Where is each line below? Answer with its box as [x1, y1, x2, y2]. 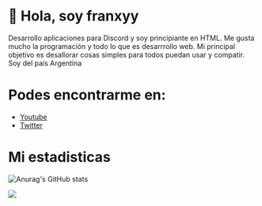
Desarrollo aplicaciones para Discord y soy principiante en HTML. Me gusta [8, 33, 255, 43]
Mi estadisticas [8, 148, 111, 167]
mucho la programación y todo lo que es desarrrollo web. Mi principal [8, 41, 236, 51]
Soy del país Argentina [8, 58, 82, 68]
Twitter [19, 120, 44, 129]
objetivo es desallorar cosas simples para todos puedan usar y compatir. [8, 50, 245, 59]
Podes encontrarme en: [8, 86, 166, 104]
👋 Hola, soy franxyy [8, 7, 139, 25]
